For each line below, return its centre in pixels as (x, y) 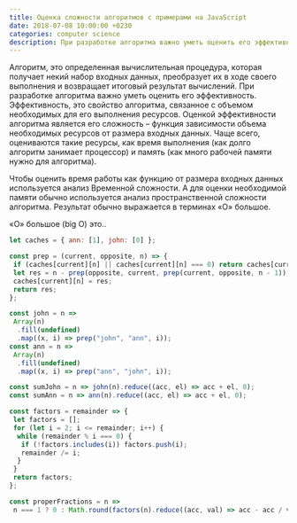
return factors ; (43, 478)
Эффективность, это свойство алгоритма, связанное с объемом (131, 105)
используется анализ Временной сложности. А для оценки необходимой (148, 188)
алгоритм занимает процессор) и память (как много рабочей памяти (141, 152)
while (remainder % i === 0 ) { (75, 436)
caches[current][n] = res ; (63, 281)
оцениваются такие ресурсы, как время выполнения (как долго (130, 143)
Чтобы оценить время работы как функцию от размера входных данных (146, 179)
